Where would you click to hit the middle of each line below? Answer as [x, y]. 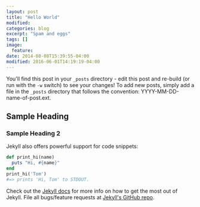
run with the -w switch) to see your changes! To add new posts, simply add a [100, 85]
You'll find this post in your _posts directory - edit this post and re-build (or [98, 79]
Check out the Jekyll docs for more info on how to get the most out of [92, 191]
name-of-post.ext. [29, 98]
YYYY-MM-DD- [160, 91]
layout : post [22, 12]
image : [14, 45]
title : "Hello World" [33, 17]
